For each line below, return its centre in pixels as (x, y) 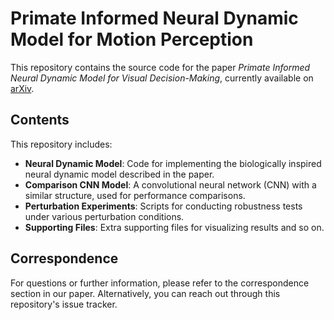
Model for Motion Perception (132, 39)
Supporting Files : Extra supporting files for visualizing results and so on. (174, 227)
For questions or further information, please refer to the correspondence (160, 283)
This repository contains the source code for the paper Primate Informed (160, 67)
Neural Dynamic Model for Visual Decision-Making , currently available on (162, 78)
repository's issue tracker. (64, 304)
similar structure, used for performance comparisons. (135, 195)
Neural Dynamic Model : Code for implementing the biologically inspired (173, 163)
